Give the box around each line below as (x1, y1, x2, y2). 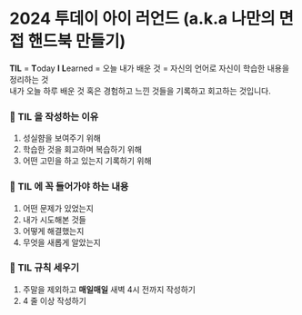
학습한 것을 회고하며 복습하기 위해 (22, 144, 143, 155)
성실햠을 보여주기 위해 (22, 133, 102, 143)
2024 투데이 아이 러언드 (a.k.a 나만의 (9, 8, 276, 29)
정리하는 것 (9, 74, 49, 84)
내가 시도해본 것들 (22, 214, 86, 225)
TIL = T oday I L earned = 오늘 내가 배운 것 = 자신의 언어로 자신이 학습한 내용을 (9, 63, 289, 74)
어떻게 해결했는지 (22, 225, 85, 236)
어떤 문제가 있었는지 (22, 202, 94, 213)
